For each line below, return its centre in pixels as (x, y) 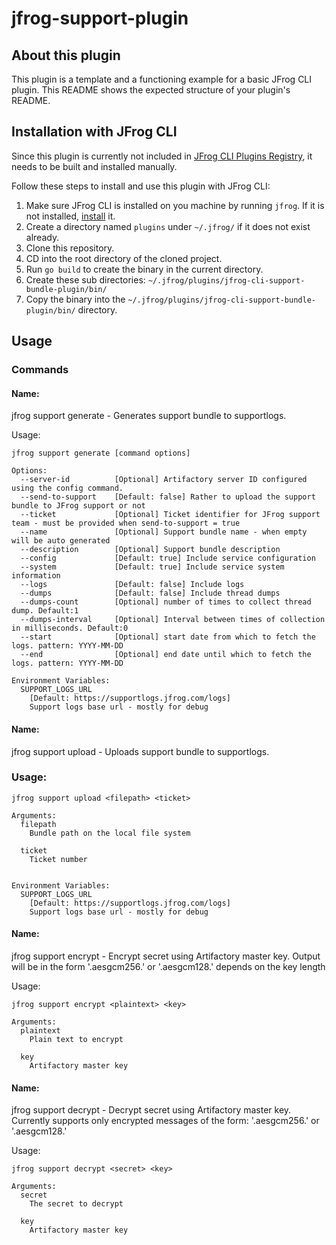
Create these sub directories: (85, 279)
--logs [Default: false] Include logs (132, 585)
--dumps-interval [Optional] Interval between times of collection (173, 620)
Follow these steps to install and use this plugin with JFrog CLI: (141, 186)
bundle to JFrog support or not (78, 506)
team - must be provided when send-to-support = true (126, 523)
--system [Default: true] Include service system (152, 567)
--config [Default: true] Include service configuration (168, 558)
